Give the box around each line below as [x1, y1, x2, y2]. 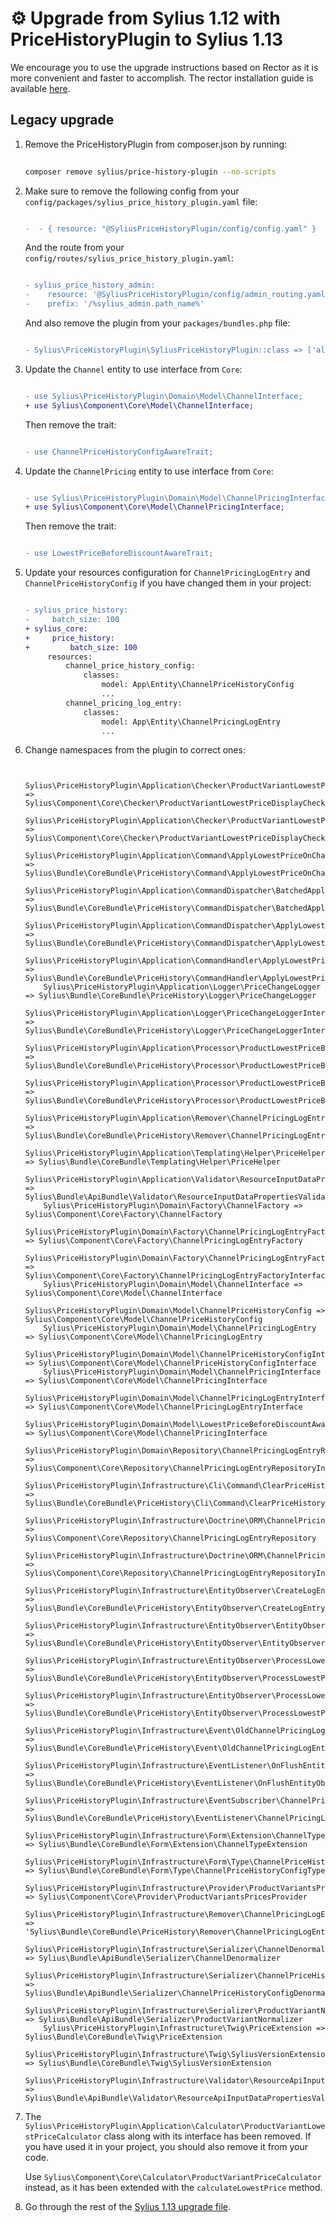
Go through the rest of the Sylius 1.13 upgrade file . [24, 2201, 231, 2213]
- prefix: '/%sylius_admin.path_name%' [24, 299, 205, 309]
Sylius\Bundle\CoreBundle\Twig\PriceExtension [24, 2032, 223, 2042]
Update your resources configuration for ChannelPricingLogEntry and [24, 567, 311, 579]
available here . [10, 82, 71, 94]
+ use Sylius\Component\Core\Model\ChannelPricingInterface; [24, 502, 286, 512]
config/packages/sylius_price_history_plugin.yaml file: [24, 195, 258, 207]
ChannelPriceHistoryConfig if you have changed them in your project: [24, 577, 312, 589]
